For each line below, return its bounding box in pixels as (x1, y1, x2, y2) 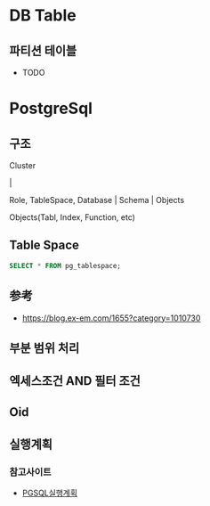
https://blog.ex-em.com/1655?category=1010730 (21, 313, 201, 323)
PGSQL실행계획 (21, 487, 78, 499)
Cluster (9, 160, 36, 170)
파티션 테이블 (9, 43, 77, 58)
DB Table (9, 5, 77, 26)
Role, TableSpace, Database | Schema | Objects (9, 195, 185, 205)
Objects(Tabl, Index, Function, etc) (9, 212, 136, 223)
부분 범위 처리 (9, 340, 80, 355)
